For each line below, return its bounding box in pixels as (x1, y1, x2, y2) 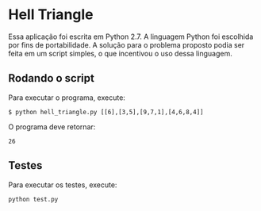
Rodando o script (8, 71, 95, 85)
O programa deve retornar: (8, 121, 96, 132)
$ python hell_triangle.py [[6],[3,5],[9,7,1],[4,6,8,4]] (8, 108, 204, 116)
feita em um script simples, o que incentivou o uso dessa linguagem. (8, 48, 232, 58)
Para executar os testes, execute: (8, 180, 117, 190)
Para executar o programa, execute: (8, 93, 125, 102)
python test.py (8, 195, 59, 203)
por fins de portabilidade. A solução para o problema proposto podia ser (8, 40, 245, 49)
